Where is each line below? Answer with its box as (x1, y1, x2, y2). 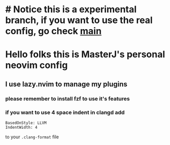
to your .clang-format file (5, 134, 59, 140)
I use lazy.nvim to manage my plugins (5, 80, 128, 88)
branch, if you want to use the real (5, 14, 153, 26)
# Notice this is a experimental (5, 4, 137, 15)
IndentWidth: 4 (5, 125, 38, 130)
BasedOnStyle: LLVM (5, 120, 47, 126)
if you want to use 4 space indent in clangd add (5, 109, 125, 116)
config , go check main (5, 26, 102, 37)
